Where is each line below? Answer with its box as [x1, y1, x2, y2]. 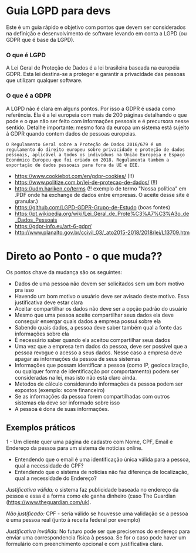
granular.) [14, 197, 38, 205]
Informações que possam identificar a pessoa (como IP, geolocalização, [14, 361, 190, 369]
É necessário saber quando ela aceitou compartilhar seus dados [14, 337, 170, 344]
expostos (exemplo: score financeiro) [14, 387, 105, 394]
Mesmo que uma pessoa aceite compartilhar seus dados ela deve [14, 311, 174, 319]
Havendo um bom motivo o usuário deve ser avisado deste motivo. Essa [14, 293, 190, 300]
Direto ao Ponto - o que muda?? [6, 249, 163, 263]
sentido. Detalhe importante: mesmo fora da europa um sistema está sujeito [6, 124, 190, 131]
